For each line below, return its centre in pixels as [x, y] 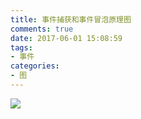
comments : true [42, 29]
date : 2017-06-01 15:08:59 [66, 38]
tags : [21, 47]
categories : [35, 66]
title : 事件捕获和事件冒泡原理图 [71, 19]
